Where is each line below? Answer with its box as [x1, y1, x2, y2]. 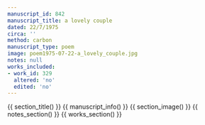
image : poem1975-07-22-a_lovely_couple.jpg [7, 50, 138, 58]
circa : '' [7, 30, 37, 38]
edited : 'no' [13, 83, 52, 90]
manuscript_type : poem [7, 43, 74, 50]
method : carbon [7, 37, 52, 44]
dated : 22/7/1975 [7, 23, 59, 31]
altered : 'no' [13, 76, 55, 84]
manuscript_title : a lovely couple [7, 17, 113, 24]
